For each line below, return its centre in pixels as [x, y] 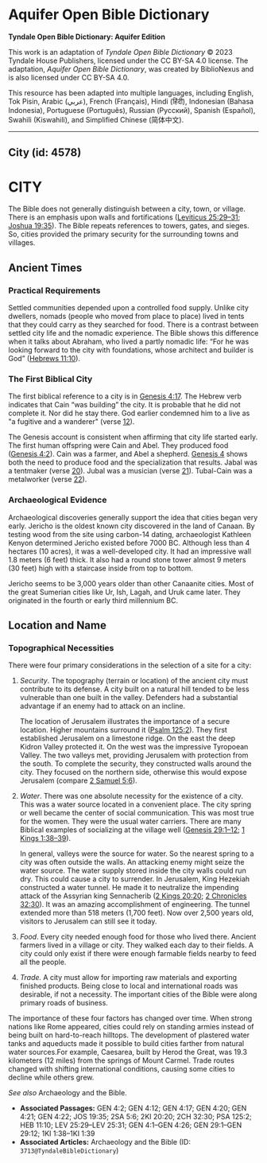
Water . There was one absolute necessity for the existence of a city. [132, 796]
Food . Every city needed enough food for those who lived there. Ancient [138, 937]
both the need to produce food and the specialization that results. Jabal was [133, 462]
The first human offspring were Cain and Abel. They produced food [118, 445]
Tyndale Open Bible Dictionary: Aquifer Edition [87, 37]
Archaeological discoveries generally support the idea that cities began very [133, 517]
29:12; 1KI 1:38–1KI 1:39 [57, 1134]
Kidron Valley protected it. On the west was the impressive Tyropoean [134, 747]
